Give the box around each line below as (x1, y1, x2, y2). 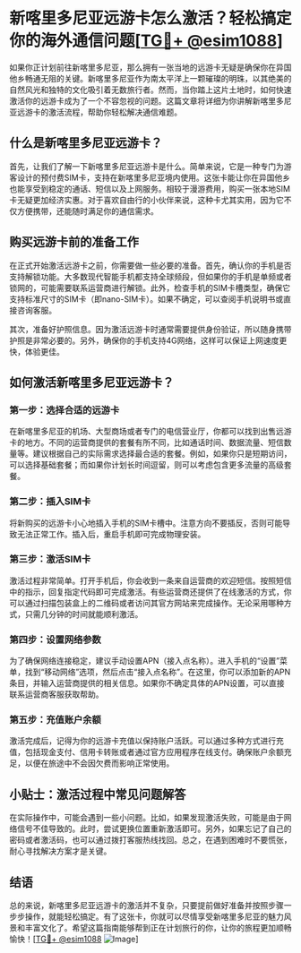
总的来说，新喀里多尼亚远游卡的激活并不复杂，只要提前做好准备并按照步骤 (9, 900, 284, 911)
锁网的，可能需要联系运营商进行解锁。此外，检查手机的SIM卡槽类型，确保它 (9, 282, 291, 293)
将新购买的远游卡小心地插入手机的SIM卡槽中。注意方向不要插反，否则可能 (9, 517, 283, 528)
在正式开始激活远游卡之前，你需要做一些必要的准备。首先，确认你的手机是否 (9, 260, 292, 270)
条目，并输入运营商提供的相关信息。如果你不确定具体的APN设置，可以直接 (9, 678, 285, 689)
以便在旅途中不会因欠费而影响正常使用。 (24, 758, 175, 768)
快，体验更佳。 (9, 346, 64, 356)
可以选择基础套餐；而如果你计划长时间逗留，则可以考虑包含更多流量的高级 (9, 459, 284, 470)
